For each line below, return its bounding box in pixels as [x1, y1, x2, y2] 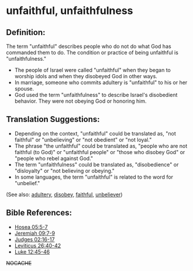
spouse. [14, 85, 35, 92]
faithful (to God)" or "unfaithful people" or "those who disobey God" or [14, 148, 185, 155]
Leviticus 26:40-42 [14, 242, 61, 249]
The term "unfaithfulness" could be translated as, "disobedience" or [14, 161, 179, 168]
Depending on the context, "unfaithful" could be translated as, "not [14, 130, 177, 137]
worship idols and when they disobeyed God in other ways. [14, 73, 158, 79]
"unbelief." [14, 179, 40, 186]
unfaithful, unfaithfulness [6, 4, 133, 18]
